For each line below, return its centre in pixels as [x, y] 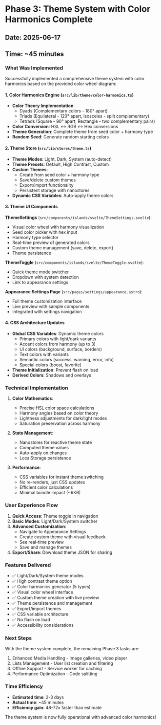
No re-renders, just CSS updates [52, 482]
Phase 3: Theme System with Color [78, 9]
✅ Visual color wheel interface [43, 592]
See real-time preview [42, 542]
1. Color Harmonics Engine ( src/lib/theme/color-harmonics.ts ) [70, 95]
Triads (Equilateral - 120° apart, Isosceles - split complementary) [84, 116]
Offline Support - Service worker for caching [57, 669]
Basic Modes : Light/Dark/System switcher [55, 521]
